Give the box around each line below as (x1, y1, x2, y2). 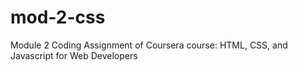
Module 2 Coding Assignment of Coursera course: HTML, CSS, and (10, 39, 288, 51)
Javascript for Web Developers (10, 49, 138, 61)
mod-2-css (10, 6, 106, 29)
